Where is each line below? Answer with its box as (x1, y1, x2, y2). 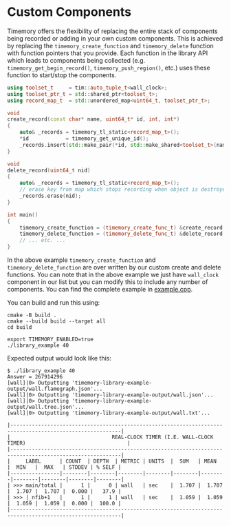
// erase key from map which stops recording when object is (19, 186, 198, 193)
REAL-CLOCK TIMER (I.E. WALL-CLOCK (111, 434, 214, 441)
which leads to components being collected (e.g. (7, 56, 146, 64)
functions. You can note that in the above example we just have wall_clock (7, 270, 219, 279)
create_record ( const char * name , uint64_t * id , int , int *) (7, 116, 180, 123)
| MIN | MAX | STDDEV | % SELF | (7, 464, 122, 471)
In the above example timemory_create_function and (7, 256, 156, 264)
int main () (7, 211, 38, 218)
